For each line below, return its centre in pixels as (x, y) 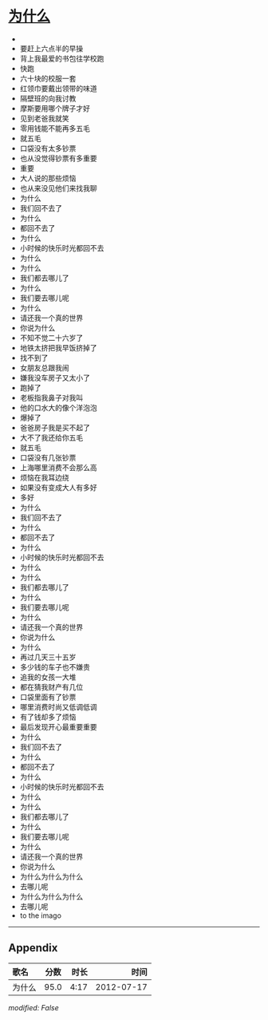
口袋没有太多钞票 (48, 148)
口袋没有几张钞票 (48, 457)
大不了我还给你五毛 (51, 437)
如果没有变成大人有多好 (58, 487)
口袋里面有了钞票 (48, 697)
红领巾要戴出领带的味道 (58, 88)
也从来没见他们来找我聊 (58, 188)
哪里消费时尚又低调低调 (58, 706)
